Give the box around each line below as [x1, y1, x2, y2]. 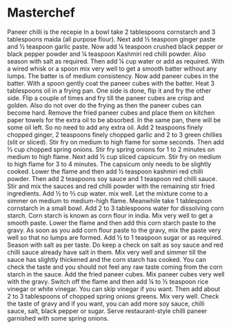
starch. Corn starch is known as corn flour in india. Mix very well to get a [7, 211, 213, 219]
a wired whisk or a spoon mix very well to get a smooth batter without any [7, 64, 217, 73]
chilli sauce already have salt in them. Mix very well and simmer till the [7, 247, 207, 256]
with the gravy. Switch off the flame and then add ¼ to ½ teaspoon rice [7, 277, 209, 285]
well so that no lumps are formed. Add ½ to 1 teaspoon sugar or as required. [7, 233, 223, 241]
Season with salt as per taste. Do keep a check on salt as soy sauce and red [7, 241, 223, 249]
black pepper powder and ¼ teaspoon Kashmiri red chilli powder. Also [7, 50, 206, 58]
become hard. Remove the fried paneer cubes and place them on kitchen [7, 109, 215, 117]
